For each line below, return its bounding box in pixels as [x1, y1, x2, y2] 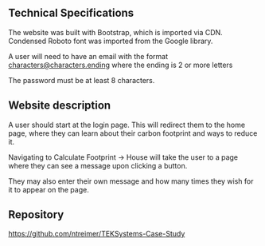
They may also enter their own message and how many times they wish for [8, 176, 254, 186]
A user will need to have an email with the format [8, 51, 169, 61]
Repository [8, 208, 64, 222]
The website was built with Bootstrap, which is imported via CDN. [8, 27, 223, 37]
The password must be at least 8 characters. [8, 75, 155, 85]
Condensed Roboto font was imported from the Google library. [8, 36, 213, 46]
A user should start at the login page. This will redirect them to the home [8, 120, 245, 129]
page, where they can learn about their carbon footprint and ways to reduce [8, 128, 258, 138]
